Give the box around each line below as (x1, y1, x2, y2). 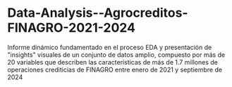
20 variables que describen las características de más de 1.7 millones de (7, 58, 219, 66)
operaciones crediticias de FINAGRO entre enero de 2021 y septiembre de (7, 65, 223, 74)
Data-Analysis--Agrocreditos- (7, 5, 188, 21)
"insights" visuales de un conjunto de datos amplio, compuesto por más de (7, 51, 226, 59)
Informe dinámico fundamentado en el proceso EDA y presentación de (7, 43, 212, 51)
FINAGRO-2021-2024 (7, 20, 136, 36)
